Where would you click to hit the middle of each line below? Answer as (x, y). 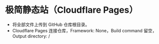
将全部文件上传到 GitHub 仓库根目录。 (51, 24)
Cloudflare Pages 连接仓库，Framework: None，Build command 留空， (84, 30)
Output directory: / (31, 36)
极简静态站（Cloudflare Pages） (72, 10)
